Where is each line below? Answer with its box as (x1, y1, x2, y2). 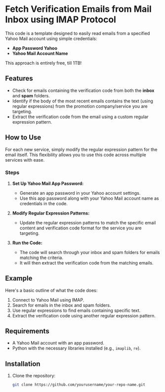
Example (5, 274, 33, 283)
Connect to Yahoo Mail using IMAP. (12, 297, 84, 303)
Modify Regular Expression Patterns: (12, 210, 90, 216)
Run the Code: (12, 240, 43, 246)
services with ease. (5, 157, 45, 163)
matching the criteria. (19, 255, 63, 261)
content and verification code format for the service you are (19, 225, 142, 231)
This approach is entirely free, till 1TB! (5, 60, 82, 66)
